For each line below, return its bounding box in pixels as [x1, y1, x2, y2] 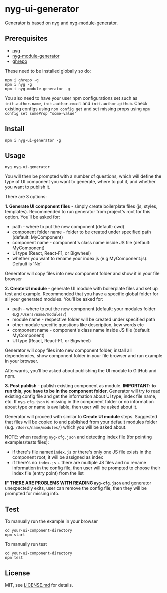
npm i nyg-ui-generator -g [5, 138, 61, 143]
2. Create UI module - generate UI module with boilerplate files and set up [5, 286, 158, 292]
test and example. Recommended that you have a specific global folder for [5, 291, 159, 297]
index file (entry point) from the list [12, 470, 84, 476]
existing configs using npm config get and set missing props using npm [5, 106, 150, 112]
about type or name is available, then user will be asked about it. [5, 404, 138, 410]
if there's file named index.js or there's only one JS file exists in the [12, 449, 151, 455]
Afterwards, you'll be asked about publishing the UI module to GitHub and [5, 368, 157, 374]
